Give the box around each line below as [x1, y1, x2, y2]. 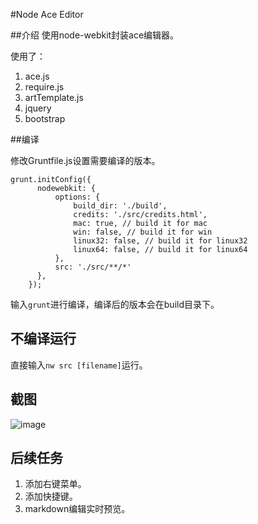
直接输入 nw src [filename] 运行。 [10, 359, 148, 371]
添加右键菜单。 [24, 478, 87, 490]
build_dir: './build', [73, 201, 168, 211]
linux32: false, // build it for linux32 [73, 236, 248, 246]
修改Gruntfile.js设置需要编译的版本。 [10, 155, 161, 166]
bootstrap [24, 113, 66, 124]
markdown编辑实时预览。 [24, 503, 131, 515]
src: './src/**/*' [54, 262, 132, 272]
